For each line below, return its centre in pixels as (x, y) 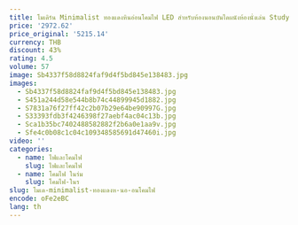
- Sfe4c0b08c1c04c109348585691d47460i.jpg (97, 133)
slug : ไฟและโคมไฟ (54, 166)
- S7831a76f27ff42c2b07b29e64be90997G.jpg (97, 108)
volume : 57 (29, 67)
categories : (31, 149)
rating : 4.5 (31, 58)
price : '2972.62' (41, 26)
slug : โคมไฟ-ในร (52, 182)
